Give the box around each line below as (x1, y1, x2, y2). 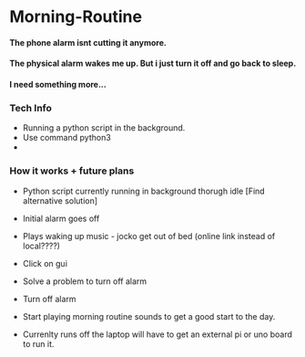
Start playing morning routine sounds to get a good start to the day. (22, 310, 276, 321)
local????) (22, 240, 61, 251)
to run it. (22, 338, 55, 349)
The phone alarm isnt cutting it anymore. (9, 37, 167, 47)
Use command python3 (22, 132, 111, 143)
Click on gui (22, 257, 68, 268)
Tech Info (9, 101, 53, 114)
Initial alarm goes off (22, 213, 100, 224)
